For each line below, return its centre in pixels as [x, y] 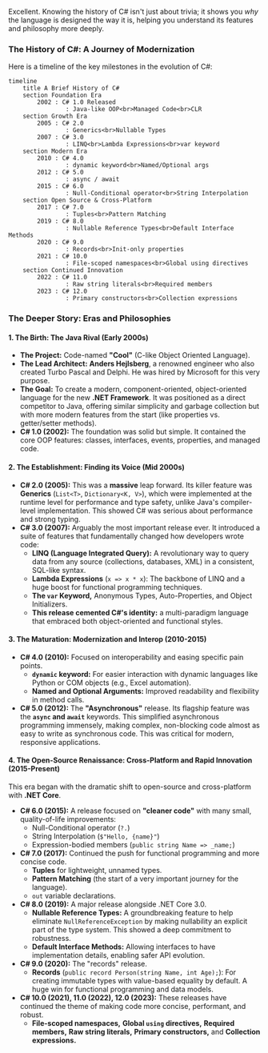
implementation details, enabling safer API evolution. [118, 955]
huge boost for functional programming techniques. [117, 587]
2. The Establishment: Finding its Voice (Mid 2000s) [97, 467]
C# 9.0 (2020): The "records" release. [84, 964]
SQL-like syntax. [59, 570]
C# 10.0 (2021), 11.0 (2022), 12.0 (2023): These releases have [123, 998]
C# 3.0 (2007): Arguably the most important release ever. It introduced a [140, 527]
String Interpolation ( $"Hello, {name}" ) [96, 836]
